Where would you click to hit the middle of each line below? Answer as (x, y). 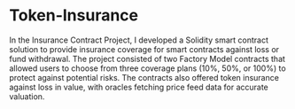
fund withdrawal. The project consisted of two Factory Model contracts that (147, 58)
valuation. (27, 96)
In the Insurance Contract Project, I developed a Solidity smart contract (139, 40)
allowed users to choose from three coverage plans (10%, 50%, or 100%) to (147, 68)
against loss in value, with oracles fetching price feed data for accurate (139, 87)
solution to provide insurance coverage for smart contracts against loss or (144, 49)
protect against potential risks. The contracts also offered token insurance (144, 77)
